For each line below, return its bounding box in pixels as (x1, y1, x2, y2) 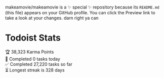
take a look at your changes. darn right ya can (5, 15, 99, 21)
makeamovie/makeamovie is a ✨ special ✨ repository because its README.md (5, 4, 160, 10)
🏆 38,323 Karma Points (5, 49, 54, 55)
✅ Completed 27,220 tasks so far (5, 61, 73, 67)
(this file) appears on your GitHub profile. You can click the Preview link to (5, 10, 156, 15)
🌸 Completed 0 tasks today (5, 56, 60, 62)
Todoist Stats (5, 32, 61, 43)
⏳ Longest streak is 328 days (5, 67, 65, 73)
